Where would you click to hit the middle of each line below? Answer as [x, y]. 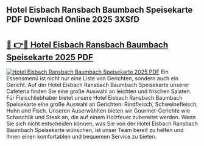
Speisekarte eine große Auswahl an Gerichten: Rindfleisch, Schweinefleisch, [102, 104]
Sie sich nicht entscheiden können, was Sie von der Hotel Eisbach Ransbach [102, 123]
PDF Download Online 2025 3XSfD [73, 20]
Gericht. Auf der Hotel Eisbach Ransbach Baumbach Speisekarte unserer [98, 85]
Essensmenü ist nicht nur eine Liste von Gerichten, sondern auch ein [92, 78]
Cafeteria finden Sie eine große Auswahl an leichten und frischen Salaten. [99, 91]
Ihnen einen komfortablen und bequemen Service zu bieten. [82, 137]
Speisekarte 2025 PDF [50, 57]
